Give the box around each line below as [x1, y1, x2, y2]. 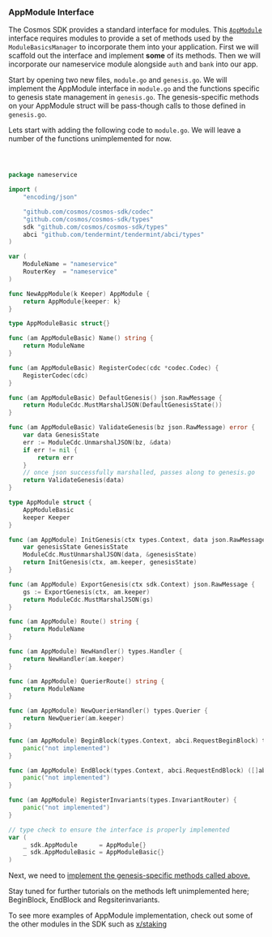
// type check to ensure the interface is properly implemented [8, 826, 230, 834]
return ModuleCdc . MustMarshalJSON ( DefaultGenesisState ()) [23, 401, 223, 410]
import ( [8, 186, 38, 194]
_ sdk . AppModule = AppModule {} [23, 840, 147, 849]
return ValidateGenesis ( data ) [23, 476, 125, 484]
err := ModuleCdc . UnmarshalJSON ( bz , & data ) [23, 438, 172, 446]
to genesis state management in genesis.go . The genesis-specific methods [8, 92, 259, 102]
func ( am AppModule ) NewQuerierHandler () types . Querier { [8, 707, 208, 716]
